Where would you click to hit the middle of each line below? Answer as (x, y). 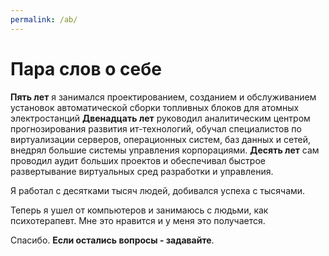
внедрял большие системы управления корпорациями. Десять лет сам (165, 150)
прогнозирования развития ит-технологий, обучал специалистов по (156, 128)
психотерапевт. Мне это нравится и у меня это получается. (138, 220)
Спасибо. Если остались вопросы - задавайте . (112, 240)
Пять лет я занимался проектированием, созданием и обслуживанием (163, 97)
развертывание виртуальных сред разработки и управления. (142, 171)
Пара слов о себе (86, 68)
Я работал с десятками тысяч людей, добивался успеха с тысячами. (158, 190)
